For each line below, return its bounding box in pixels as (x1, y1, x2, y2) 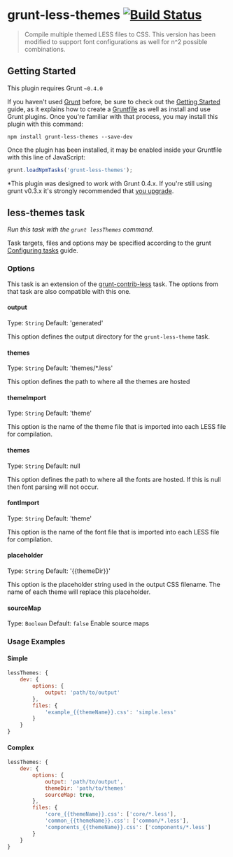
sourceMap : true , (44, 791, 96, 798)
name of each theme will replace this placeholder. (7, 588, 151, 596)
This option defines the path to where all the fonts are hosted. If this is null (7, 475, 222, 483)
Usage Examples (7, 637, 66, 646)
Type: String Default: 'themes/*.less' (7, 364, 113, 372)
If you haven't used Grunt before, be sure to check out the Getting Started (7, 97, 220, 106)
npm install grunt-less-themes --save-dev (7, 133, 133, 140)
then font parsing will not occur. (7, 483, 99, 491)
